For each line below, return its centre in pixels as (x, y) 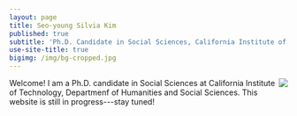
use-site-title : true (49, 50)
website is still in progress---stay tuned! (82, 101)
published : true (39, 33)
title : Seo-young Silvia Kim (63, 25)
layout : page (33, 17)
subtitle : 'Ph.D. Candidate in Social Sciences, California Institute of (148, 42)
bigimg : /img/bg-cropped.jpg (63, 58)
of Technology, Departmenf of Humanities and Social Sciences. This (133, 92)
